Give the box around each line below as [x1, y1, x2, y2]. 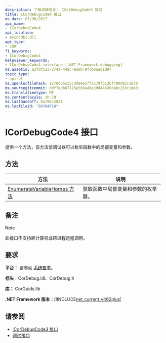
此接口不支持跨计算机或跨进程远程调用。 [5, 235, 87, 241]
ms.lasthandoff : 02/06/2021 [5, 99, 63, 104]
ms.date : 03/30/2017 [5, 16, 48, 21]
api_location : [5, 30, 35, 35]
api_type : [5, 40, 26, 45]
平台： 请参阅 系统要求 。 [5, 265, 55, 271]
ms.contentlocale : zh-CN [5, 95, 56, 99]
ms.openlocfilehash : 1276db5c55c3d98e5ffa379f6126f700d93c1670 [5, 81, 138, 86]
